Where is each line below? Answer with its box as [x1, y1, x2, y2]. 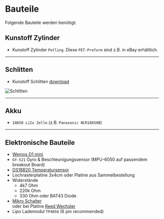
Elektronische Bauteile [5, 138, 75, 147]
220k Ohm [19, 188, 41, 194]
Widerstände [12, 177, 38, 183]
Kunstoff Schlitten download [12, 78, 69, 84]
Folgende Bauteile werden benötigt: [5, 20, 77, 25]
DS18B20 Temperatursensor [12, 167, 69, 173]
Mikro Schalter [12, 198, 42, 204]
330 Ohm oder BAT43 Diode [19, 193, 77, 199]
